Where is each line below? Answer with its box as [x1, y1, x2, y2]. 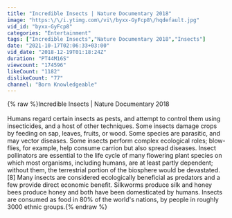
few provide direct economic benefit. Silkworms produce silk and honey [7, 181, 213, 189]
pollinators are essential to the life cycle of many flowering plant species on [7, 152, 222, 160]
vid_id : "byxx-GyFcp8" [7, 23, 73, 30]
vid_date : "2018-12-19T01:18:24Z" [7, 49, 107, 56]
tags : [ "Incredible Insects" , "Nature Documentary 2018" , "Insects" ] [7, 36, 206, 43]
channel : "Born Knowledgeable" [7, 81, 98, 88]
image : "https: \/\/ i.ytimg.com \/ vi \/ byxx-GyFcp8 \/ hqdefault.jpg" [7, 17, 199, 24]
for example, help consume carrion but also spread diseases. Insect [22, 144, 217, 152]
